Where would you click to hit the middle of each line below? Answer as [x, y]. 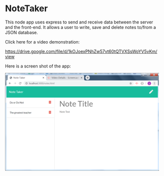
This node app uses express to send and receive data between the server [79, 22]
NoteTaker [26, 9]
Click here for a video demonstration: [42, 42]
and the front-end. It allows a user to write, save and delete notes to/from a [81, 27]
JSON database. [21, 32]
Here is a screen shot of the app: [38, 66]
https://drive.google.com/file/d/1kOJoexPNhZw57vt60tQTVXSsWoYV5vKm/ [81, 51]
